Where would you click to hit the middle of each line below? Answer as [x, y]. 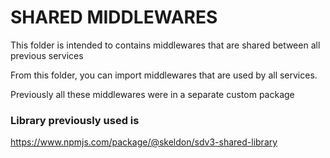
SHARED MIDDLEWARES [114, 17]
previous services [47, 55]
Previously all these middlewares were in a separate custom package [152, 94]
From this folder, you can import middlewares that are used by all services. [164, 75]
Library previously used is [75, 120]
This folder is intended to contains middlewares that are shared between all [165, 45]
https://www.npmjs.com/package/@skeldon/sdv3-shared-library [144, 142]
